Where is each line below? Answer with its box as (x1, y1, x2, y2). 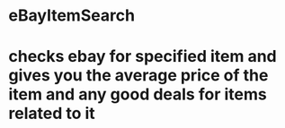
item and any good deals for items (8, 84, 267, 105)
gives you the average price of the (8, 65, 269, 86)
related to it (8, 104, 95, 124)
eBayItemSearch (8, 5, 136, 26)
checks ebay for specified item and (8, 47, 277, 67)
